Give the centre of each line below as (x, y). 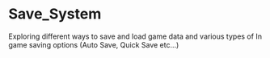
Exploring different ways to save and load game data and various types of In (135, 36)
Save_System (55, 14)
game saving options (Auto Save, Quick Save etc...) (94, 44)
